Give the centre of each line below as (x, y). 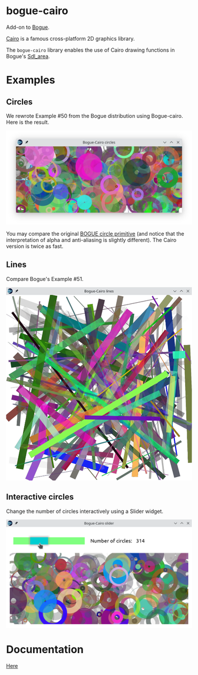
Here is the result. (28, 122)
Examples (31, 80)
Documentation (45, 650)
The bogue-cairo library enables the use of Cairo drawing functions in (90, 50)
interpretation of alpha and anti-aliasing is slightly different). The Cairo (91, 240)
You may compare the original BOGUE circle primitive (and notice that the (95, 233)
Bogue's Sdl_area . (28, 56)
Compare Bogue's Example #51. (45, 279)
